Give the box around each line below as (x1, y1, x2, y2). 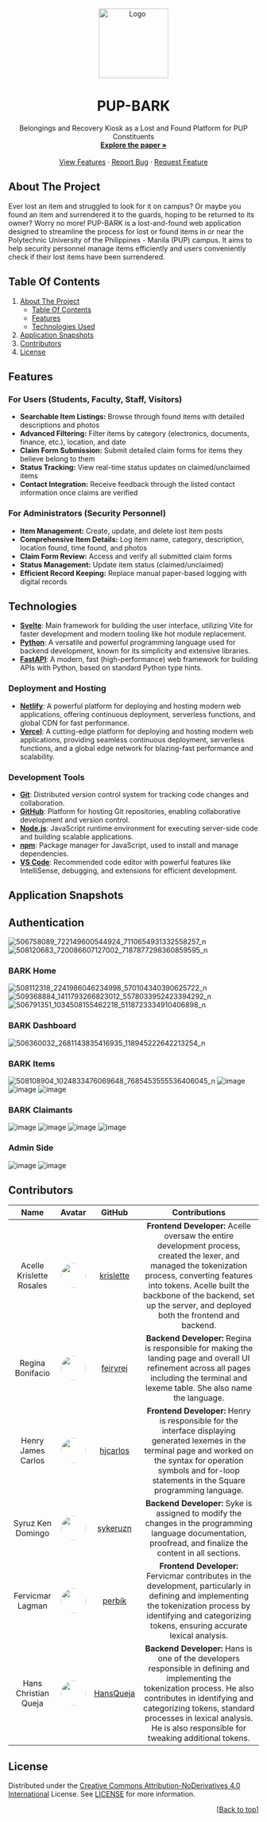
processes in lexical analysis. (144, 1713, 253, 1724)
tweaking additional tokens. (147, 1733, 250, 1744)
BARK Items (8, 1058, 56, 1069)
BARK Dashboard (8, 1020, 77, 1031)
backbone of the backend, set (142, 1290, 255, 1301)
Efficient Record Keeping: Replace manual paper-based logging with (19, 568, 247, 578)
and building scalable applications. (19, 831, 133, 841)
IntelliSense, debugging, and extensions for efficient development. (19, 866, 238, 875)
